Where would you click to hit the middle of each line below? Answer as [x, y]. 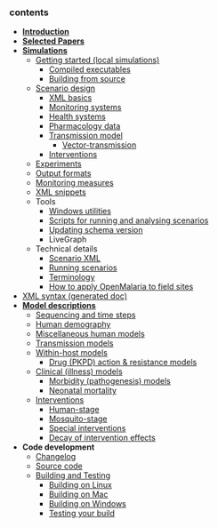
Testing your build [82, 514]
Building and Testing [73, 475]
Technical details [66, 249]
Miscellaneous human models [90, 334]
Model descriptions [59, 306]
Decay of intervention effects [102, 438]
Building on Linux [81, 485]
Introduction [45, 32]
